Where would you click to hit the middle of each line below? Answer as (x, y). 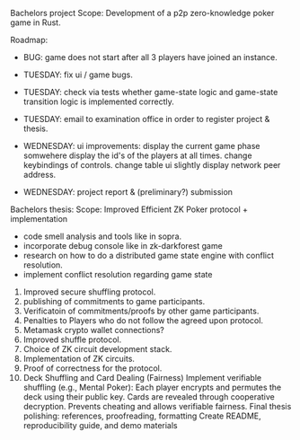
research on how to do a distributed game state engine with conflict (149, 255)
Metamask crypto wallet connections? (94, 330)
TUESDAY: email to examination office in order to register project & (146, 119)
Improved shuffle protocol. (72, 339)
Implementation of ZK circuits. (79, 359)
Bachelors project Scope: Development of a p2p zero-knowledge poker (142, 13)
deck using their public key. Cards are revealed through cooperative (149, 397)
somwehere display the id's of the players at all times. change (137, 155)
